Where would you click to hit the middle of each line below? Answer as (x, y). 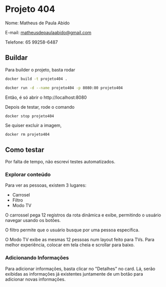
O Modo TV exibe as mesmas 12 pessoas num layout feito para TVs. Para (80, 240)
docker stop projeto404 (30, 116)
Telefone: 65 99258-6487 (31, 42)
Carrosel (21, 195)
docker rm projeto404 (28, 134)
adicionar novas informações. (35, 279)
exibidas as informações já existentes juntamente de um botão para (74, 274)
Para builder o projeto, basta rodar (40, 70)
